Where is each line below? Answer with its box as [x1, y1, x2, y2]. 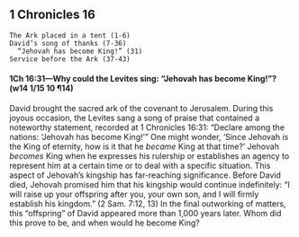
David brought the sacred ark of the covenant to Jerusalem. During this [9, 103, 274, 114]
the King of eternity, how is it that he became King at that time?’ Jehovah [9, 141, 279, 152]
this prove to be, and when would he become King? [9, 217, 200, 228]
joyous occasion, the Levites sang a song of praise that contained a [9, 112, 259, 124]
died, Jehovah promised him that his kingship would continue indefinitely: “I [9, 180, 290, 190]
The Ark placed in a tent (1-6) [9, 31, 131, 39]
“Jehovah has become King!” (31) [17, 47, 143, 56]
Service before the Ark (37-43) [9, 54, 131, 64]
